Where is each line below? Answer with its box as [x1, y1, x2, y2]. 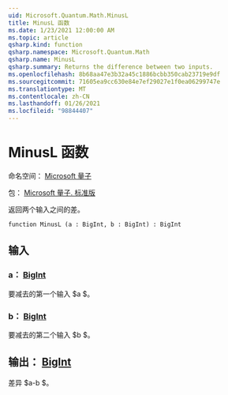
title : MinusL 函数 [8, 19, 70, 27]
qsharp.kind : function [8, 41, 83, 49]
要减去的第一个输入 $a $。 [8, 289, 95, 299]
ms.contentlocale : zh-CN [8, 92, 90, 100]
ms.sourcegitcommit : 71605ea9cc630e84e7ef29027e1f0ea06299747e [8, 77, 221, 85]
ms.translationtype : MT [8, 85, 87, 93]
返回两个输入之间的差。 [8, 205, 84, 214]
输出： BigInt [8, 355, 72, 369]
